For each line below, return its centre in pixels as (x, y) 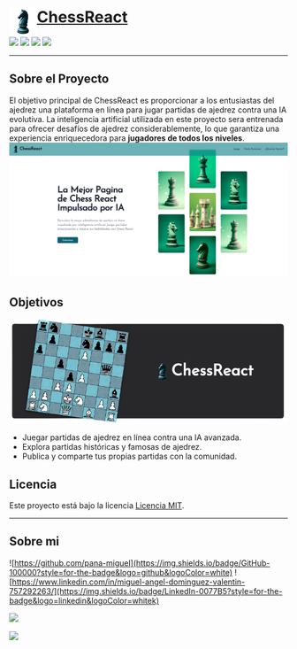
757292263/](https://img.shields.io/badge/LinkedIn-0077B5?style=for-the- (146, 591)
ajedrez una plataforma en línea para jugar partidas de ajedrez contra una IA (148, 110)
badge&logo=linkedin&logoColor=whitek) (84, 600)
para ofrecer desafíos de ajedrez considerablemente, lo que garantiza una (145, 128)
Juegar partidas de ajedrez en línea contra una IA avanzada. (132, 437)
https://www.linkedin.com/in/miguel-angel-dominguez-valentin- (129, 582)
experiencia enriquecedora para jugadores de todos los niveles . (127, 138)
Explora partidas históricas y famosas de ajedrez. (112, 447)
